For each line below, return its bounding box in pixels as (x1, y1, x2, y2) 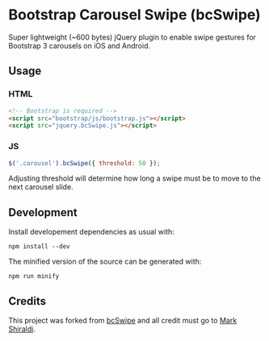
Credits (8, 294, 47, 308)
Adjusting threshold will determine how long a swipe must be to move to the (8, 173, 261, 183)
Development (8, 206, 78, 219)
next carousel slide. (8, 182, 74, 192)
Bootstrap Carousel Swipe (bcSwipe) (8, 6, 261, 24)
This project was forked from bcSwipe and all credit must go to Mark (8, 316, 237, 326)
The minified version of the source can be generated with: (8, 256, 202, 267)
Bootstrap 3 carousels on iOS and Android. (8, 40, 151, 50)
